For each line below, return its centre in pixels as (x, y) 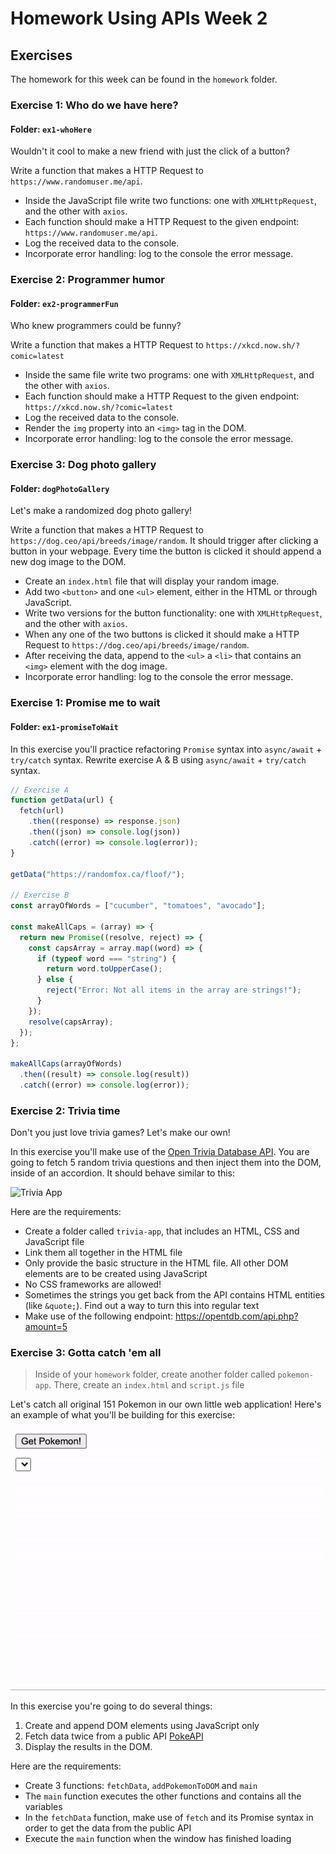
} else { (55, 980)
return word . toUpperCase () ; (104, 969)
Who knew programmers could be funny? (96, 326)
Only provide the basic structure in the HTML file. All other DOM (156, 1263)
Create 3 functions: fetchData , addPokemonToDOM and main (141, 1785)
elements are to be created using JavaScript (116, 1274)
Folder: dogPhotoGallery (60, 488)
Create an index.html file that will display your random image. (152, 581)
